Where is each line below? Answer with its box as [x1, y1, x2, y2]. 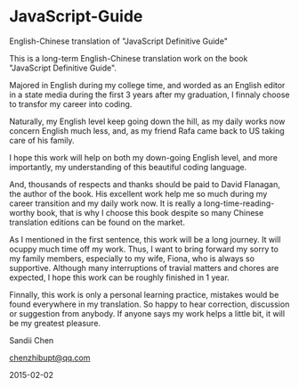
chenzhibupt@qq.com [9, 352, 91, 363]
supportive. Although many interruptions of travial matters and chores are [9, 262, 279, 273]
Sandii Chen [9, 334, 54, 345]
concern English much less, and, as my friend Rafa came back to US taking [9, 125, 285, 136]
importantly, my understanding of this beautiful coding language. [9, 161, 247, 172]
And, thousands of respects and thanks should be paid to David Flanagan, [9, 178, 280, 189]
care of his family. [9, 135, 75, 145]
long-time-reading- [203, 198, 275, 209]
